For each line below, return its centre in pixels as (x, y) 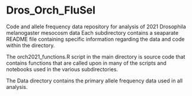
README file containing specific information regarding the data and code (95, 39)
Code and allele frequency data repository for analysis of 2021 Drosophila (96, 27)
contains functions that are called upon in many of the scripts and (87, 63)
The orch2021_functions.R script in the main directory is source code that (96, 57)
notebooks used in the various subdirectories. (62, 69)
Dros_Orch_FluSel (51, 10)
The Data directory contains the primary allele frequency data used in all (94, 81)
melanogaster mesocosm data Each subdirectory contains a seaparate (92, 32)
